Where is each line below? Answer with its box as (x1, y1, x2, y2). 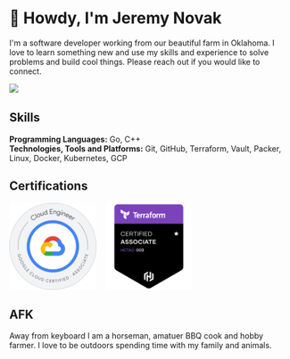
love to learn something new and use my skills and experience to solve (9, 46, 269, 57)
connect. (9, 66, 42, 77)
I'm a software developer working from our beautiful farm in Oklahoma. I (9, 37, 275, 48)
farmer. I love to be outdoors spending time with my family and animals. (9, 340, 272, 351)
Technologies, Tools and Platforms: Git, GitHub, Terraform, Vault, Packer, (9, 143, 282, 154)
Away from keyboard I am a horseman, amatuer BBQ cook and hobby (9, 330, 264, 341)
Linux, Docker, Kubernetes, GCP (9, 152, 128, 163)
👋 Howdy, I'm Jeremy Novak (9, 8, 222, 29)
